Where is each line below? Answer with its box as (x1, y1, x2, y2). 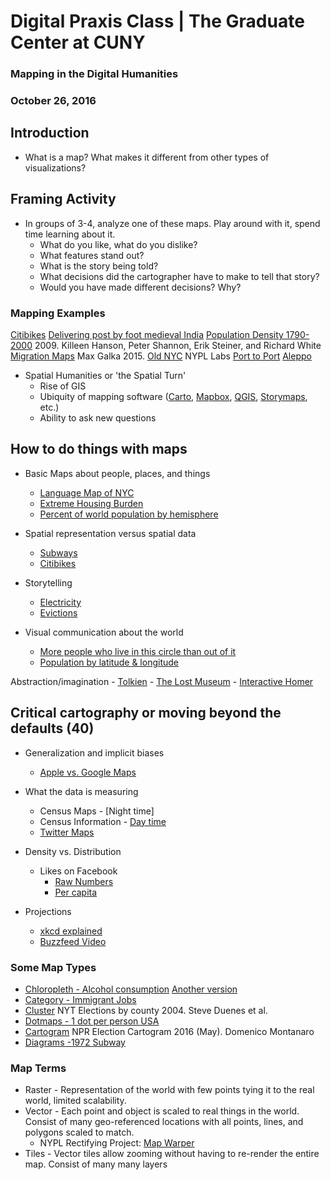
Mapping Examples (10, 306, 106, 320)
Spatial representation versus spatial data (24, 527, 197, 539)
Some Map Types (10, 960, 97, 974)
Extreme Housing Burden (39, 497, 144, 509)
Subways (39, 546, 78, 559)
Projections (24, 905, 72, 917)
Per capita (54, 886, 98, 898)
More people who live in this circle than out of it (39, 645, 237, 657)
